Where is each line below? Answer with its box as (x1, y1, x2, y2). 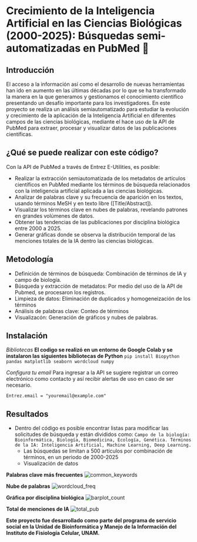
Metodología (6, 254, 54, 264)
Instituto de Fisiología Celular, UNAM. (6, 530, 100, 537)
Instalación (6, 331, 48, 341)
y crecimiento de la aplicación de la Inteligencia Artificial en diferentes (6, 112, 176, 119)
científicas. (6, 131, 33, 138)
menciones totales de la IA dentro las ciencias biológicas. (14, 237, 154, 244)
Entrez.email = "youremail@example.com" (6, 393, 107, 399)
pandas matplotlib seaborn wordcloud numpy (6, 359, 115, 365)
